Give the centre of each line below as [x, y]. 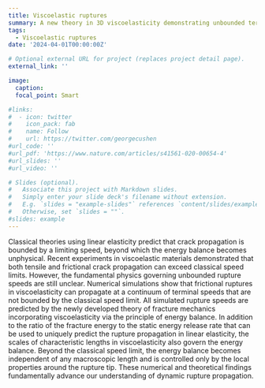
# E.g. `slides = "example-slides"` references [91, 205]
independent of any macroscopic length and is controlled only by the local [129, 359]
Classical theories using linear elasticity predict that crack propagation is [126, 241]
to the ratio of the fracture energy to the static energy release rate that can [129, 325]
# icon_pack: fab [42, 124]
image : [19, 80]
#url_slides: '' [35, 161]
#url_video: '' [33, 168]
